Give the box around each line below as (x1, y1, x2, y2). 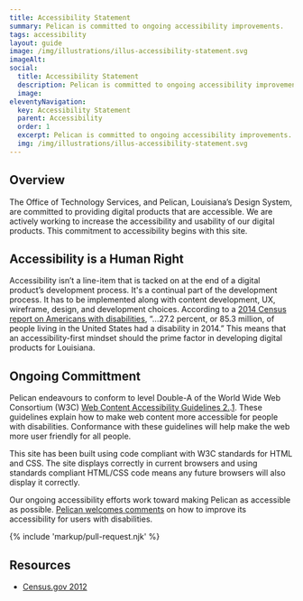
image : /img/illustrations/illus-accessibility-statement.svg (9, 47, 248, 56)
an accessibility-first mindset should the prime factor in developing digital (9, 333, 282, 344)
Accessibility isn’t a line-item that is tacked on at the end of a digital (9, 275, 261, 286)
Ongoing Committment (9, 368, 142, 384)
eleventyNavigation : (9, 97, 87, 106)
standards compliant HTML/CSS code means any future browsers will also (9, 467, 286, 478)
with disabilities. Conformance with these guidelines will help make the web (9, 421, 290, 432)
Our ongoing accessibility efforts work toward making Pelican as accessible (9, 495, 291, 505)
